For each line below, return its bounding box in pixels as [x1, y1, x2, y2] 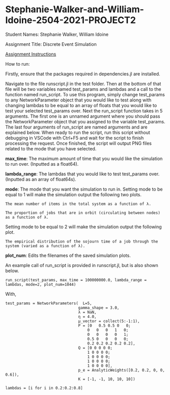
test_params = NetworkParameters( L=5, [5, 301, 93, 306]
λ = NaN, [78, 309, 97, 314]
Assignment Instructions [5, 51, 56, 57]
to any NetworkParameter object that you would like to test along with [5, 97, 152, 103]
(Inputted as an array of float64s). [5, 176, 76, 182]
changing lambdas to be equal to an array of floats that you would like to [5, 102, 157, 108]
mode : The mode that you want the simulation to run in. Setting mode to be [5, 186, 163, 192]
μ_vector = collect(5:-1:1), [78, 319, 140, 324]
